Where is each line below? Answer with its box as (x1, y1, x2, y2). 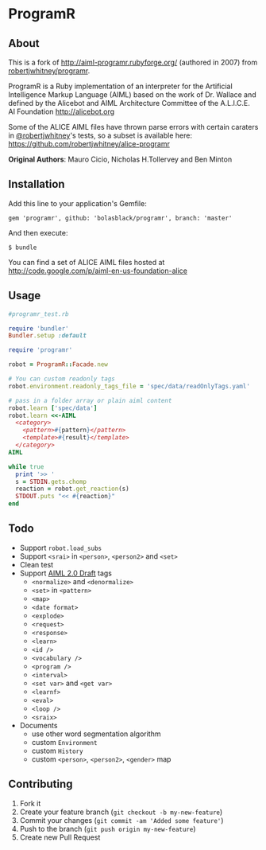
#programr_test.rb (8, 310, 69, 318)
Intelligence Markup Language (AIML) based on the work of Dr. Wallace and (8, 90, 256, 99)
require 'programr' (8, 346, 73, 354)
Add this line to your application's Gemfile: (8, 198, 147, 208)
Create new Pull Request (19, 832, 101, 842)
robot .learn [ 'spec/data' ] (8, 404, 98, 412)
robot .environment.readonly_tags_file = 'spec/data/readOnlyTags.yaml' (8, 382, 250, 390)
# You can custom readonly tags (8, 375, 115, 383)
